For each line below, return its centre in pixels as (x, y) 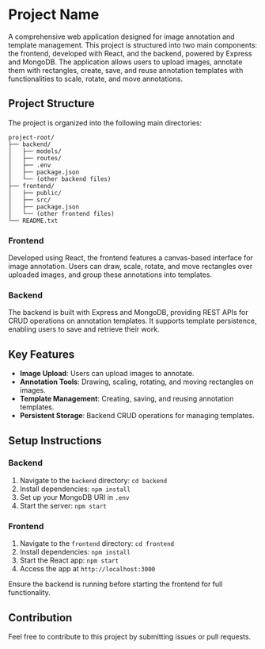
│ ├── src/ (30, 200)
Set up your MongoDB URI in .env (74, 497)
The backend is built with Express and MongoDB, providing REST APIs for (128, 313)
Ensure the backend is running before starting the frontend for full (115, 584)
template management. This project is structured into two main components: (133, 44)
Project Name (54, 15)
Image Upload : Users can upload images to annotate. (107, 374)
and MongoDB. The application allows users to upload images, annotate (125, 62)
